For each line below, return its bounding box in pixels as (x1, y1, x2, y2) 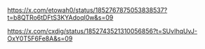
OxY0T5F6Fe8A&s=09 (7, 34, 73, 43)
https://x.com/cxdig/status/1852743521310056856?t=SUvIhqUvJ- (7, 27, 198, 35)
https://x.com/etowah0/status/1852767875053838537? (7, 6, 168, 14)
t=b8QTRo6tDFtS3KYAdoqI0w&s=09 (7, 13, 114, 22)
